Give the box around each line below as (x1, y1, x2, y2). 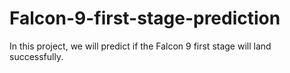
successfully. (9, 50, 64, 62)
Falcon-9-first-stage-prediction (9, 7, 281, 30)
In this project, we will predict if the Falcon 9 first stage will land (9, 40, 272, 52)
